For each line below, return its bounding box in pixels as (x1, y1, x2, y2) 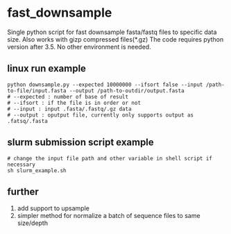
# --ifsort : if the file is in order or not (7, 99, 141, 106)
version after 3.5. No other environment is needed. (7, 42, 151, 51)
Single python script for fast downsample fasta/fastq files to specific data (7, 28, 217, 36)
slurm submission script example (7, 137, 154, 149)
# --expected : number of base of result (7, 93, 129, 100)
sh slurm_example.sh (7, 167, 67, 174)
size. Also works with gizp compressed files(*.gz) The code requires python (7, 35, 224, 43)
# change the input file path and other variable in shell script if (7, 155, 213, 162)
